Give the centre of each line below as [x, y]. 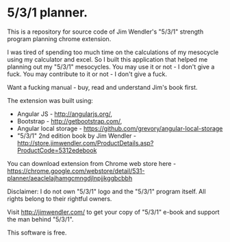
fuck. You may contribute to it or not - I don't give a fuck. [87, 74]
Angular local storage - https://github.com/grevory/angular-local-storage [120, 128]
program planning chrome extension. [59, 38]
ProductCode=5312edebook [57, 150]
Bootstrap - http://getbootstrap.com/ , [69, 121]
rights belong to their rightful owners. [60, 198]
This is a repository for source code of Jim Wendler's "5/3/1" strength [105, 32]
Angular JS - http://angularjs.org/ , [65, 114]
